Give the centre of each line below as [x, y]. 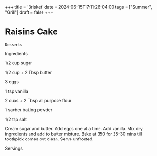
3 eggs [12, 81]
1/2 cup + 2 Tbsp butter [29, 72]
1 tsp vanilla [16, 91]
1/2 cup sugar [19, 63]
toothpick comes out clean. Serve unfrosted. [49, 139]
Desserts [14, 45]
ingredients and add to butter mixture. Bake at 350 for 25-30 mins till [73, 134]
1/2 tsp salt [16, 119]
